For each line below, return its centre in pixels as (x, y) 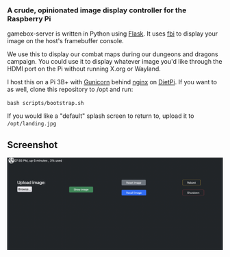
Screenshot (33, 145)
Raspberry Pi (29, 19)
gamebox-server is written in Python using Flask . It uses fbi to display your (113, 34)
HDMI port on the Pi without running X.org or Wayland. (84, 69)
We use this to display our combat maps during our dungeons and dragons (113, 54)
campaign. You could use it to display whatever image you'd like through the (115, 62)
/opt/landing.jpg (32, 124)
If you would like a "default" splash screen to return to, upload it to (101, 116)
